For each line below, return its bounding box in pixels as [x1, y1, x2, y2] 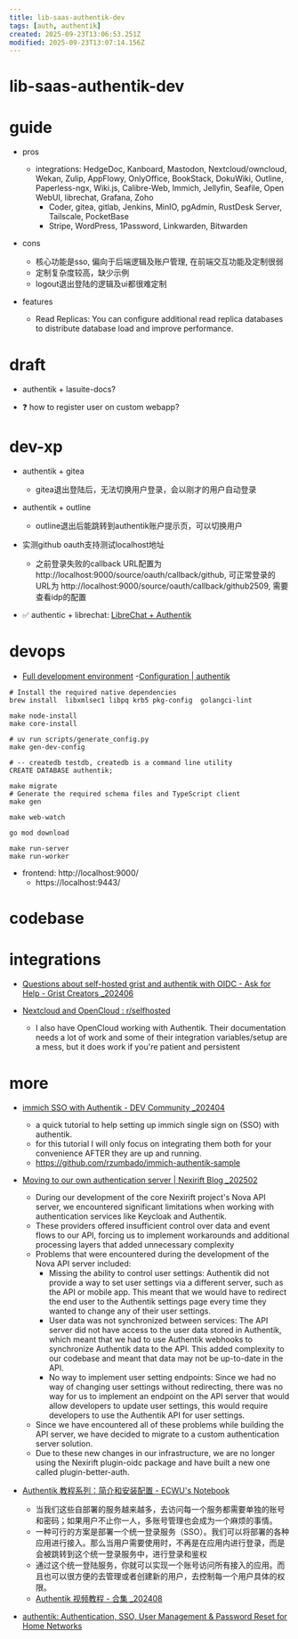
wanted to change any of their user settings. [48, 1305, 212, 1316]
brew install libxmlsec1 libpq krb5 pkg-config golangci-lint [9, 696, 253, 705]
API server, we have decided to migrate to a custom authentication [35, 1429, 280, 1440]
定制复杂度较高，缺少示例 [35, 268, 130, 278]
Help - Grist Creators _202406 [21, 988, 134, 999]
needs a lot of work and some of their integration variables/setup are [35, 1032, 287, 1043]
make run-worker [9, 852, 69, 861]
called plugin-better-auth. [35, 1467, 131, 1478]
